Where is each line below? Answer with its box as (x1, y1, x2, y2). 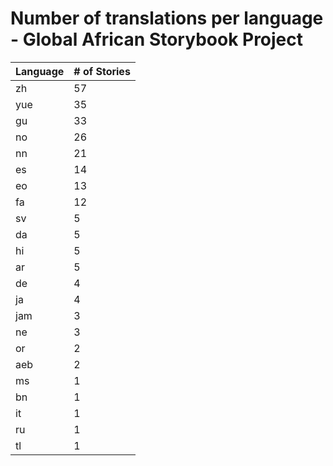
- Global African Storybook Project (10, 28, 304, 51)
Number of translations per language (10, 7, 324, 30)
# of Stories (73, 64, 131, 78)
